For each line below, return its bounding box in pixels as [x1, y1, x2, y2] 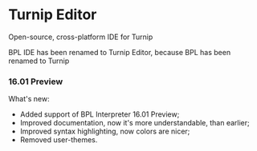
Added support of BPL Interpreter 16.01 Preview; [19, 109, 180, 119]
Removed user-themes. [19, 135, 98, 145]
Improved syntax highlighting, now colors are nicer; [19, 126, 190, 137]
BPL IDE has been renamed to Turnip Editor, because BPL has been [8, 47, 231, 57]
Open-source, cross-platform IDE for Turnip [8, 32, 153, 42]
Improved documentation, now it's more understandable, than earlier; [19, 118, 251, 128]
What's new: [8, 94, 50, 104]
